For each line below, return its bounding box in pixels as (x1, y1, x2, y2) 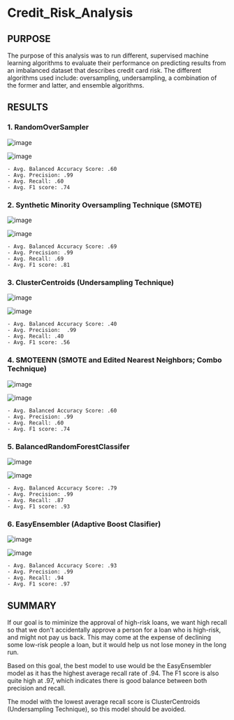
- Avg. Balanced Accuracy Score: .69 (7, 243, 117, 250)
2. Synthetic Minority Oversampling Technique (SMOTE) (7, 200, 203, 209)
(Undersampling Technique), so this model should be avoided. (7, 705, 187, 713)
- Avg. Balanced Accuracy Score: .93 (7, 562, 117, 569)
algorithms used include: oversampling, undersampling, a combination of (7, 74, 217, 82)
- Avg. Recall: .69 (7, 255, 64, 262)
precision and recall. (7, 684, 66, 692)
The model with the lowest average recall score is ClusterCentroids (7, 697, 200, 705)
